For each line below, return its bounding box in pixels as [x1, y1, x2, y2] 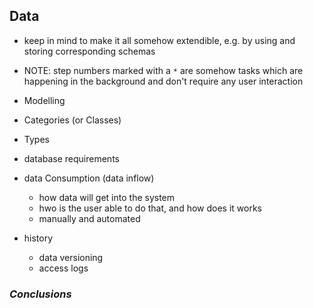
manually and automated [38, 212, 141, 224]
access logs [38, 262, 89, 274]
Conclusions [9, 287, 72, 301]
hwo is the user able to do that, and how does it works [38, 202, 262, 214]
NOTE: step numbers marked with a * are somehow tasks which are [23, 64, 304, 76]
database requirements [23, 152, 120, 164]
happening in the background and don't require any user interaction [23, 75, 304, 87]
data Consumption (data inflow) [23, 172, 155, 184]
